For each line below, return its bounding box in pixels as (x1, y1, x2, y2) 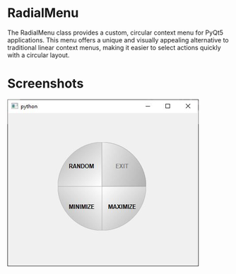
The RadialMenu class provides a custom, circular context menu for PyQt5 (7, 28, 224, 37)
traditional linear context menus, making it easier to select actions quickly (7, 43, 221, 52)
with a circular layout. (7, 51, 70, 59)
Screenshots (7, 76, 84, 92)
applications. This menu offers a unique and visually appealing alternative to (7, 35, 229, 44)
